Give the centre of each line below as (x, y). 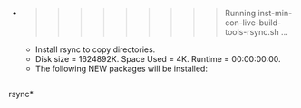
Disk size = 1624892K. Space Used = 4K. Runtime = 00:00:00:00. (158, 59)
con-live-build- (253, 22)
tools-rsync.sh (252, 32)
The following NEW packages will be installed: (121, 68)
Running (240, 13)
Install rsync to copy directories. (95, 49)
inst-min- (275, 13)
